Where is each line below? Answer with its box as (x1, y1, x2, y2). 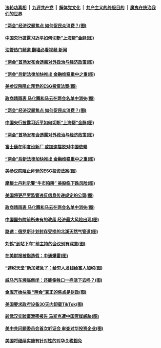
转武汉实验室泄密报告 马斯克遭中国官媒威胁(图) (5, 313, 99, 319)
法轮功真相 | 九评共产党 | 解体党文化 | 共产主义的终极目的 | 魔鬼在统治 (5, 4, 152, 10)
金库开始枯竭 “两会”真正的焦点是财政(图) (5, 289, 87, 295)
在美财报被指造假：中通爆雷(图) (5, 253, 68, 259)
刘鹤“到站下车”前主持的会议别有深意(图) (5, 240, 86, 247)
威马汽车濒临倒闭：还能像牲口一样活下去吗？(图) (5, 277, 102, 283)
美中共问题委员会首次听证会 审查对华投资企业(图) (5, 325, 103, 331)
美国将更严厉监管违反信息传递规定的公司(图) (5, 192, 94, 198)
